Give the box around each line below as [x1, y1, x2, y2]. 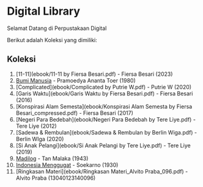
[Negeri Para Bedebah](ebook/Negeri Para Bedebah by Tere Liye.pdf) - [15, 116, 196, 123]
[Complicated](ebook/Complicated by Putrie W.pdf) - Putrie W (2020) [15, 83, 192, 90]
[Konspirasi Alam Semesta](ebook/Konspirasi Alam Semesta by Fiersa [15, 103, 193, 110]
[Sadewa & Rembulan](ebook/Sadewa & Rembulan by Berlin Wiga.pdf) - [15, 128, 197, 136]
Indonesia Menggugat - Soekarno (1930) [15, 161, 119, 169]
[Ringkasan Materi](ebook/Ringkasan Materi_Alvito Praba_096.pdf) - [15, 167, 188, 175]
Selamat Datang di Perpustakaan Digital [7, 24, 107, 32]
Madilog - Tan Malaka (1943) [15, 155, 89, 162]
